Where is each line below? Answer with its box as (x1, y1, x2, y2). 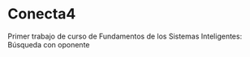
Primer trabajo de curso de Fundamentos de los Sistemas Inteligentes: (7, 31, 243, 41)
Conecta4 (7, 5, 76, 23)
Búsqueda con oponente (7, 39, 90, 49)
